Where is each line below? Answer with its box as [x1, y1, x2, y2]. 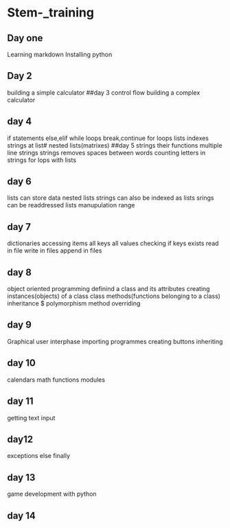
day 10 [7, 357, 36, 369]
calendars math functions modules [7, 376, 105, 384]
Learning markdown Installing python [7, 50, 113, 58]
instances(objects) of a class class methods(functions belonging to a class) [7, 292, 221, 300]
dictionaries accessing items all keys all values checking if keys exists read [7, 239, 219, 248]
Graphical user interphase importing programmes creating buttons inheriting [7, 337, 223, 345]
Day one [7, 32, 43, 44]
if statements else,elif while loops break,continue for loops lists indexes [7, 134, 209, 142]
